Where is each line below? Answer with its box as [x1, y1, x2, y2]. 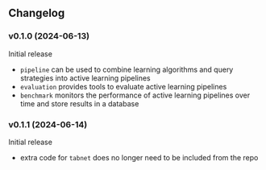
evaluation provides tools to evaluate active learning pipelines [19, 81, 227, 91]
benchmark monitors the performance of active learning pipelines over [19, 90, 251, 100]
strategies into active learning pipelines [19, 73, 151, 83]
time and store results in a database [19, 98, 139, 108]
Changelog [8, 6, 65, 20]
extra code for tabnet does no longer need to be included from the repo [19, 152, 259, 162]
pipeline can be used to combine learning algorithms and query [19, 64, 234, 74]
